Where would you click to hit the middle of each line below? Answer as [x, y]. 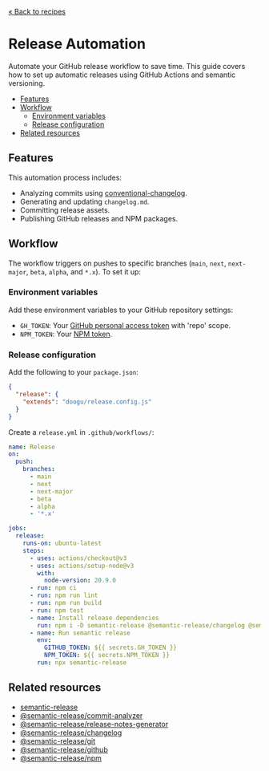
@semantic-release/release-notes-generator [94, 724]
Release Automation [77, 44]
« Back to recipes [37, 12]
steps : [34, 550]
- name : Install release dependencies [94, 618]
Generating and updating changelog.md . [84, 201]
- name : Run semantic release [80, 633]
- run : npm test [56, 610]
